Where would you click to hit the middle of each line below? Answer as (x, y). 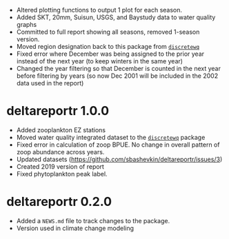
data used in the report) (50, 83)
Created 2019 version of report (60, 166)
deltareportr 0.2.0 (59, 202)
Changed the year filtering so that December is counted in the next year (119, 69)
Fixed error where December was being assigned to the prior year (110, 54)
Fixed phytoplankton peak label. (62, 174)
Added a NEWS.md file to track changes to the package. (93, 220)
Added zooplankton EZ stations (61, 129)
